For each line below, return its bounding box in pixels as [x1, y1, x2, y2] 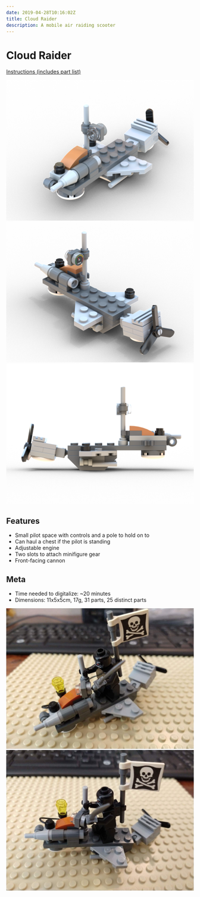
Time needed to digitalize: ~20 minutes [14, 590, 111, 597]
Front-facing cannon [14, 557, 65, 564]
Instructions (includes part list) [6, 68, 82, 76]
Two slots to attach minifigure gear [14, 551, 101, 558]
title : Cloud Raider [6, 15, 58, 22]
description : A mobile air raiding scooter [6, 22, 116, 28]
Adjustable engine [14, 545, 60, 552]
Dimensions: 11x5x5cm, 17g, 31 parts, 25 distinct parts [14, 596, 147, 604]
